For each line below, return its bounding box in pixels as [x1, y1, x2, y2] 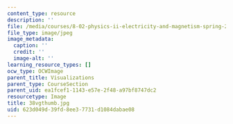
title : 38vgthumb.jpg [7, 100, 70, 107]
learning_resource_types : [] [7, 61, 92, 68]
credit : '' [13, 49, 45, 56]
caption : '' [13, 42, 49, 49]
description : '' [7, 17, 54, 23]
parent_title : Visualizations [7, 74, 95, 81]
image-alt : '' [13, 55, 54, 62]
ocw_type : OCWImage [7, 68, 64, 74]
